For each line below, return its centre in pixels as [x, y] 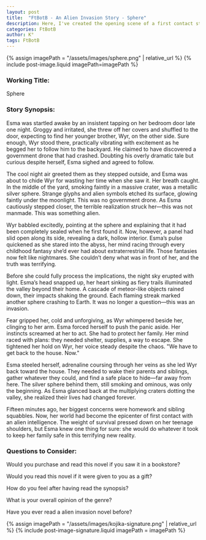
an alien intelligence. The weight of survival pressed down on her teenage [100, 422]
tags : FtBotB [23, 40]
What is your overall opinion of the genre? [59, 500]
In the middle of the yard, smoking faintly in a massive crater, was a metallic [102, 187]
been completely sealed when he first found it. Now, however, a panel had [100, 231]
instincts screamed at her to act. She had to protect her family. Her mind [97, 333]
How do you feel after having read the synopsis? [67, 488]
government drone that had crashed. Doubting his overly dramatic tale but [100, 155]
